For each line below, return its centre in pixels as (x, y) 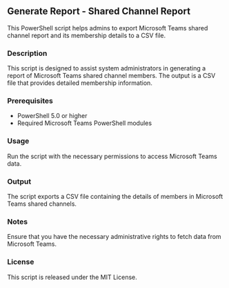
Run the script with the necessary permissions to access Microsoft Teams (112, 156)
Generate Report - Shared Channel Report (99, 11)
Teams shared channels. (42, 204)
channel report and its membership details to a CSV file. (87, 35)
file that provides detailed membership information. (80, 83)
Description (27, 53)
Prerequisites (30, 101)
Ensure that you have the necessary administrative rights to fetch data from (114, 237)
